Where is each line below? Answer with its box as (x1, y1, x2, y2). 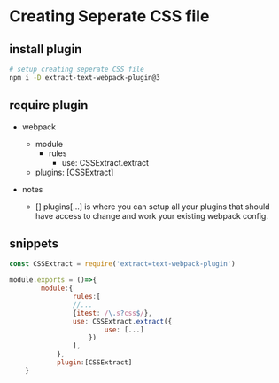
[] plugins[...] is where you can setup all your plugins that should (35, 201, 270, 212)
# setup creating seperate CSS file (9, 65, 144, 74)
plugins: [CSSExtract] (35, 167, 114, 177)
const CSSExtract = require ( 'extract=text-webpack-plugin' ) (9, 260, 236, 269)
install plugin (9, 42, 82, 57)
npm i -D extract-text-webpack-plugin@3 (9, 73, 161, 82)
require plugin (9, 98, 89, 113)
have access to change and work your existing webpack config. (35, 210, 268, 221)
